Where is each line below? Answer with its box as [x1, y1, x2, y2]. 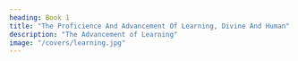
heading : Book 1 [9, 13, 70, 22]
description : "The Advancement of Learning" [9, 30, 178, 39]
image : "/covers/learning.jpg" [9, 38, 126, 48]
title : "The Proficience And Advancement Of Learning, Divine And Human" [9, 22, 291, 30]
